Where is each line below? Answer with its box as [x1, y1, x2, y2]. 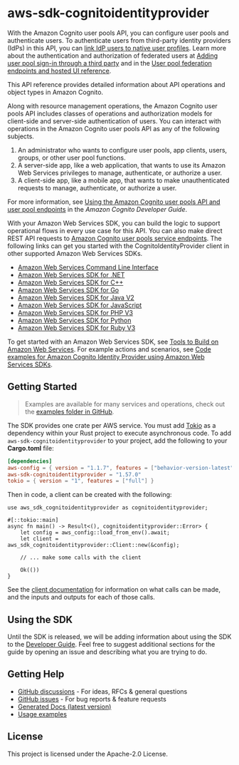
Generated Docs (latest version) [17, 702, 112, 711]
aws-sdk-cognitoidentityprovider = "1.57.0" [7, 471, 142, 478]
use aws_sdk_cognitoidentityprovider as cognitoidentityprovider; [7, 504, 208, 511]
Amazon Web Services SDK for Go [17, 285, 119, 294]
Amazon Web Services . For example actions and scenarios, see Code [7, 344, 211, 354]
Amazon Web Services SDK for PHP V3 [17, 308, 134, 317]
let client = [20, 535, 59, 543]
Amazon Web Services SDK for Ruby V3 [17, 323, 136, 332]
